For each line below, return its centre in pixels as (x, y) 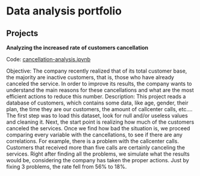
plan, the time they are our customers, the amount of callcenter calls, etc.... (99, 109)
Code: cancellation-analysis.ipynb (48, 59)
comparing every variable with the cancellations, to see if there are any (94, 135)
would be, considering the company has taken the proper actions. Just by (98, 160)
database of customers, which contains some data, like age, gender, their (97, 103)
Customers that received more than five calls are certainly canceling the (96, 147)
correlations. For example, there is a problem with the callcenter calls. (93, 141)
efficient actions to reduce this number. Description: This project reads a (96, 96)
